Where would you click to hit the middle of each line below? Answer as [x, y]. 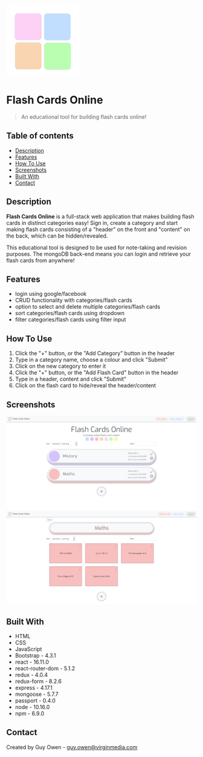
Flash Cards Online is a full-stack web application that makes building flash [100, 216]
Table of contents [40, 136]
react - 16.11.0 [32, 662]
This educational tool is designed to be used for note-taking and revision [97, 247]
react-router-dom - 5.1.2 [45, 668]
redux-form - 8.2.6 [38, 681]
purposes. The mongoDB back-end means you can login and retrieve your [99, 254]
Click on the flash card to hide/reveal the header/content [85, 385]
